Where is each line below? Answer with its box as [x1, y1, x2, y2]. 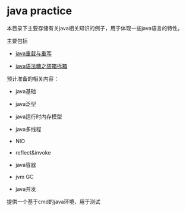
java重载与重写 [15, 49, 52, 57]
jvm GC [15, 173, 34, 180]
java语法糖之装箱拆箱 [15, 62, 68, 70]
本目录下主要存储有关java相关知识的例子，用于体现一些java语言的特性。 [7, 24, 183, 32]
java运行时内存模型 [15, 113, 62, 120]
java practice [7, 4, 72, 18]
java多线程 [15, 125, 42, 133]
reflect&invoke [15, 149, 51, 156]
